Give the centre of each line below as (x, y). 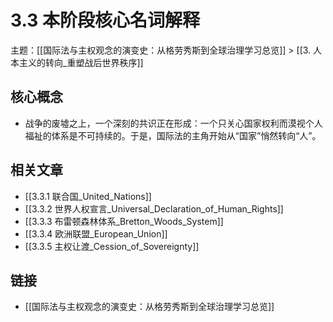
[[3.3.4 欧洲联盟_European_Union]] (96, 233)
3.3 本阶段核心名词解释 (105, 20)
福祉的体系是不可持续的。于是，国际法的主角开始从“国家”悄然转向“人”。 (173, 135)
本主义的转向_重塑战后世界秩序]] (77, 62)
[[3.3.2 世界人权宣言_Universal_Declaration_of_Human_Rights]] (154, 208)
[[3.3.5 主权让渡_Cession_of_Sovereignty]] (112, 246)
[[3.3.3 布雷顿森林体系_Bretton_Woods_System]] (124, 221)
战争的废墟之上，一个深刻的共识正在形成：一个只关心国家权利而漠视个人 (173, 123)
